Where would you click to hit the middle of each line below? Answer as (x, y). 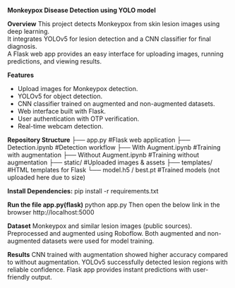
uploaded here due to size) (47, 177)
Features (20, 75)
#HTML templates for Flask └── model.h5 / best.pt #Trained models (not (114, 170)
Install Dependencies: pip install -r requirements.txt (83, 191)
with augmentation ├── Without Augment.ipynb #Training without (103, 155)
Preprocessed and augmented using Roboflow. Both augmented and (107, 233)
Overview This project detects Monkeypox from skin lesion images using (114, 24)
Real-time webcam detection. (60, 126)
